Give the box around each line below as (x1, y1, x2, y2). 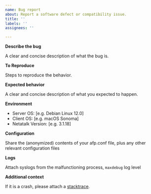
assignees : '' (5, 26, 35, 31)
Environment (5, 101, 32, 107)
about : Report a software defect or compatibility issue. (5, 12, 127, 17)
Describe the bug (5, 43, 41, 49)
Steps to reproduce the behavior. (5, 72, 73, 78)
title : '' (5, 16, 26, 21)
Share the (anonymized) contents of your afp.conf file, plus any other (5, 140, 146, 146)
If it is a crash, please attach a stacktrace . (5, 184, 90, 190)
